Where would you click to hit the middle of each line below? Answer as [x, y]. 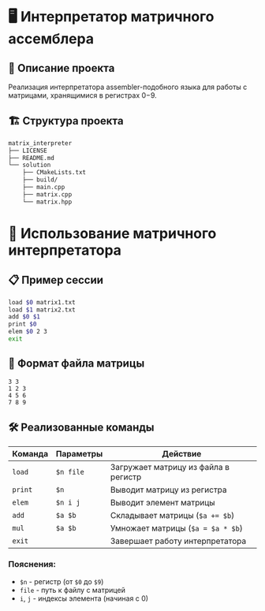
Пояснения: [32, 564]
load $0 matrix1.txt [42, 302]
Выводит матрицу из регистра [168, 490]
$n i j [68, 502]
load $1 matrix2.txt [42, 310]
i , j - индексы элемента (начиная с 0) [84, 598]
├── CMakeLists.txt [54, 173]
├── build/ [40, 180]
